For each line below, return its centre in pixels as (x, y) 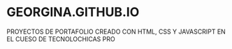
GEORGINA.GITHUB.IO (73, 12)
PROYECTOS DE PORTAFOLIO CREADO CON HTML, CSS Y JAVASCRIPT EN (116, 31)
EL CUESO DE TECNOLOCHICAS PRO (61, 38)
